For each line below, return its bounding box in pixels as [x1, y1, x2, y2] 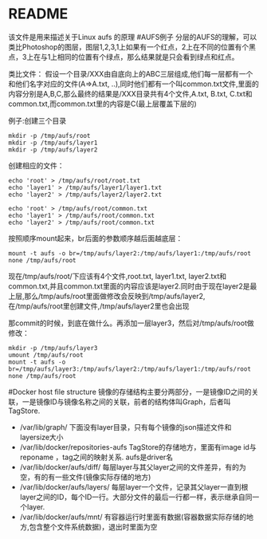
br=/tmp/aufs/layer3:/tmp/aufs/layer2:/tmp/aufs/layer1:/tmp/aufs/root [8, 364, 251, 373]
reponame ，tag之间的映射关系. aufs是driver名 [19, 452, 174, 462]
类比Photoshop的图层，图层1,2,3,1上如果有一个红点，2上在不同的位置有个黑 [8, 41, 257, 52]
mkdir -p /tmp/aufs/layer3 [8, 344, 98, 352]
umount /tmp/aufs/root [8, 351, 84, 359]
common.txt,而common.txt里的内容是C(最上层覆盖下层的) [8, 99, 197, 108]
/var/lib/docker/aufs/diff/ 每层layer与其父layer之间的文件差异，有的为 [19, 462, 247, 471]
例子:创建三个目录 [8, 116, 67, 125]
